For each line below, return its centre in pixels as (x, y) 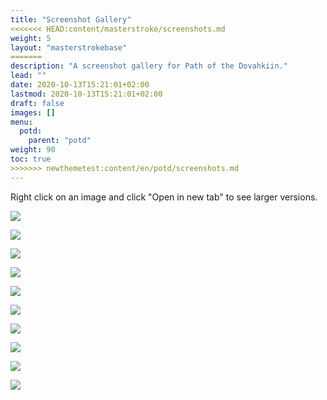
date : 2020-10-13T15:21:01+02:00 (80, 85)
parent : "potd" (60, 141)
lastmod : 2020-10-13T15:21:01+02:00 (86, 94)
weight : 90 (33, 150)
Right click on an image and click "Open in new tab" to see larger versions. (164, 197)
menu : (21, 122)
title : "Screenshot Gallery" (71, 19)
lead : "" (28, 76)
